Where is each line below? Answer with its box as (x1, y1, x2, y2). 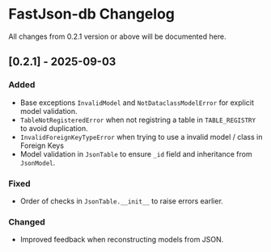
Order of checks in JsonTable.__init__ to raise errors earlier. (19, 195, 224, 206)
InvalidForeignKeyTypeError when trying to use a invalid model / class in (19, 132, 263, 141)
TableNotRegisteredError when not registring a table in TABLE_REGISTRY (19, 115, 256, 124)
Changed (8, 216, 46, 227)
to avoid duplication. (19, 123, 88, 133)
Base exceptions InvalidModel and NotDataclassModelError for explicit (19, 98, 255, 107)
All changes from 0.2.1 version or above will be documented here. (8, 31, 227, 41)
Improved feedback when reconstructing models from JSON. (19, 235, 224, 245)
